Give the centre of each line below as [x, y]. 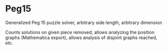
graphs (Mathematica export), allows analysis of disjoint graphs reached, [81, 37]
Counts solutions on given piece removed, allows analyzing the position [80, 32]
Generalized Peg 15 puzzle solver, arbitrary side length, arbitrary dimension [84, 22]
